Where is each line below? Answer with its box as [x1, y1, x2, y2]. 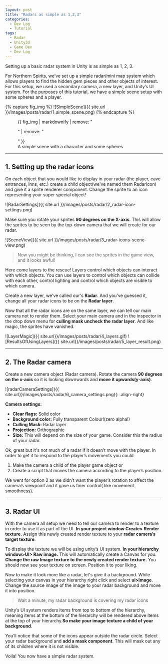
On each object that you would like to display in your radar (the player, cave [5, 176, 161, 182]
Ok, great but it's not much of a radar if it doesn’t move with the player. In [5, 447, 156, 453]
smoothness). [5, 488, 33, 494]
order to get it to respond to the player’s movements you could [5, 453, 134, 459]
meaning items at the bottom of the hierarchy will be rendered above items [5, 612, 159, 618]
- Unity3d [9, 40, 30, 45]
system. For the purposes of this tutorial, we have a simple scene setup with [5, 89, 162, 95]
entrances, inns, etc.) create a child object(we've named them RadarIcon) [5, 181, 156, 187]
